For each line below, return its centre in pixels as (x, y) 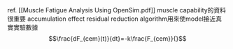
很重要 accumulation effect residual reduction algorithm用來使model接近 (112, 19)
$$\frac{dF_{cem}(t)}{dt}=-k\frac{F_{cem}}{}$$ (118, 39)
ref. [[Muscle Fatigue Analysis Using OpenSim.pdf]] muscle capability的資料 (116, 10)
